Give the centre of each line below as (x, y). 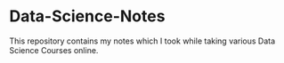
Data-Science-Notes (87, 16)
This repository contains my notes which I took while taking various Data (142, 41)
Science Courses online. (54, 50)
